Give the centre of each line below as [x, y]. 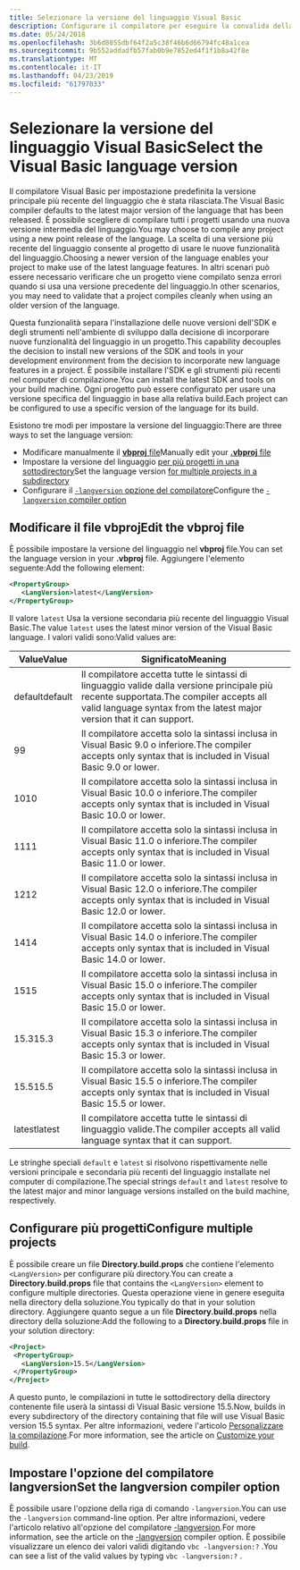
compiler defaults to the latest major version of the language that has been [146, 210]
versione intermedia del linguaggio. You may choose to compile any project [146, 229]
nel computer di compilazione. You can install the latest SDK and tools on [142, 379]
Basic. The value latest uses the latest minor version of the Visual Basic [141, 628]
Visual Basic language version [124, 166]
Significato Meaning [184, 659]
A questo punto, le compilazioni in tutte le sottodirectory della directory [140, 1397]
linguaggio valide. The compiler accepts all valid [181, 1129]
